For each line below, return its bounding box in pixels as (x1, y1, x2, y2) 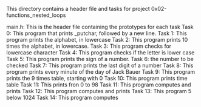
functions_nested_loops (6, 11, 66, 19)
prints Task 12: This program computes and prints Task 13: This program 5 (6, 88, 192, 94)
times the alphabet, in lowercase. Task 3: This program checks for (6, 42, 172, 50)
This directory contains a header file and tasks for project (6, 5, 150, 12)
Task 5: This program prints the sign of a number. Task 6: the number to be (6, 56, 194, 62)
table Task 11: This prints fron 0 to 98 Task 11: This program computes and (6, 81, 191, 88)
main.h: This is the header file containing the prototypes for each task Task (6, 24, 194, 30)
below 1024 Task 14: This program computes (6, 94, 118, 101)
